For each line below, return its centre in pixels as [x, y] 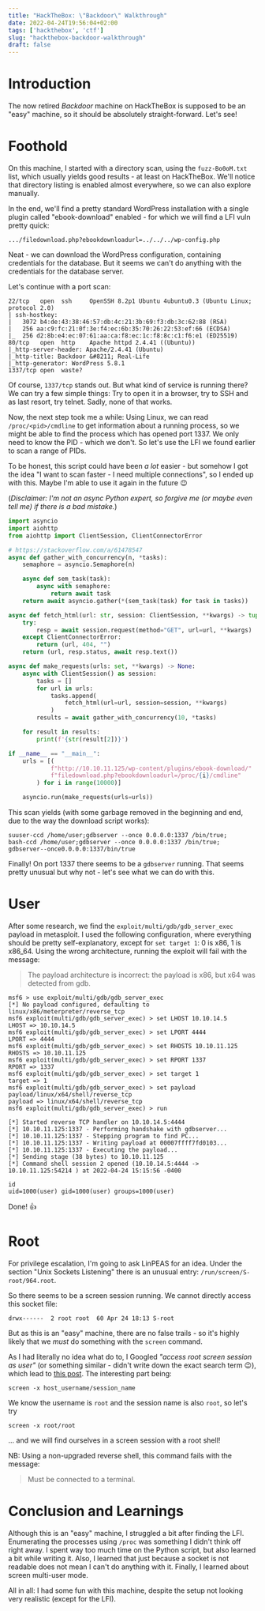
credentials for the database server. [66, 271]
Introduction [50, 84]
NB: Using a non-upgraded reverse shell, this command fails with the [120, 1455]
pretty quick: [29, 225]
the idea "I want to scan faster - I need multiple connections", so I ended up [131, 474]
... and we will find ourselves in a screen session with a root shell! [114, 1440]
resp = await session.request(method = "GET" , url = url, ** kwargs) [144, 630]
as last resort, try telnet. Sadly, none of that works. [90, 402]
